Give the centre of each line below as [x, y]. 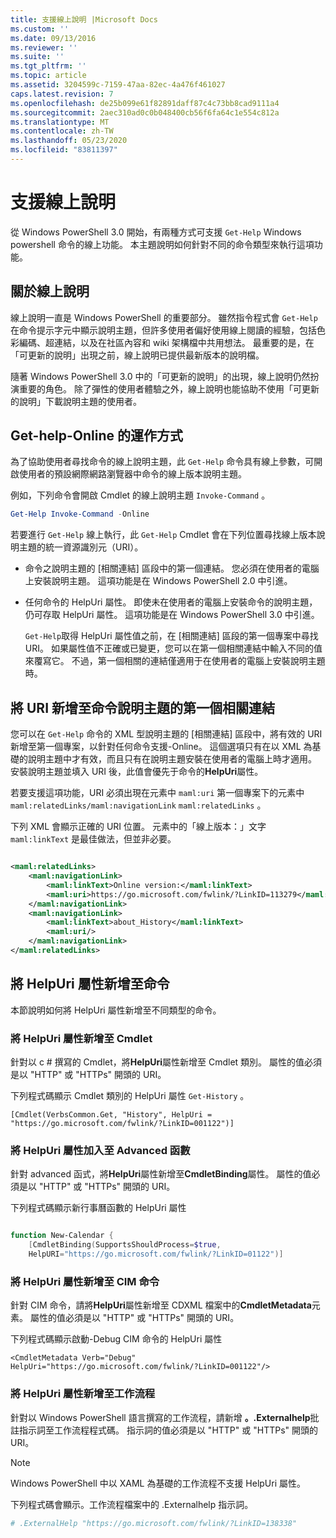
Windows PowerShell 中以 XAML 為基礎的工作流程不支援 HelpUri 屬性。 [158, 1483]
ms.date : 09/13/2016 [53, 38]
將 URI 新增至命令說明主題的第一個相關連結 [143, 707]
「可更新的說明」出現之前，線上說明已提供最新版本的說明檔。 [137, 355]
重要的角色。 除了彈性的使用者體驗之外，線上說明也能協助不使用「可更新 [169, 388]
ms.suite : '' [37, 57]
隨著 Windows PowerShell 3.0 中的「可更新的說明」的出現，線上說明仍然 [160, 376]
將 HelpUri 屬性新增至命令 [90, 984]
